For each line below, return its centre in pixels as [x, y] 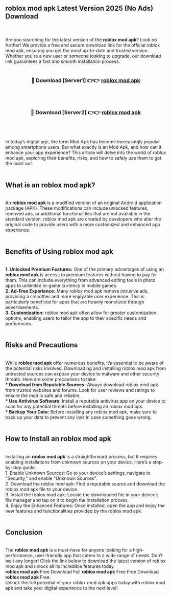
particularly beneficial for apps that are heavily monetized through [75, 302]
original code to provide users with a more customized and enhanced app [83, 225]
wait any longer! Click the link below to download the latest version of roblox [86, 561]
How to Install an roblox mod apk [58, 439]
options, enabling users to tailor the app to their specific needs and [76, 318]
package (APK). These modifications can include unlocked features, [77, 208]
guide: [29, 467]
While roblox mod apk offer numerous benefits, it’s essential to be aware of [85, 363]
